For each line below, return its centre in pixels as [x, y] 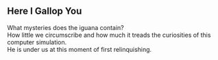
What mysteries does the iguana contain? [66, 27]
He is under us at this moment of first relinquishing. [80, 49]
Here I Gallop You [45, 11]
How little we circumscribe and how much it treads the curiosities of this [109, 35]
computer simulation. [37, 42]
